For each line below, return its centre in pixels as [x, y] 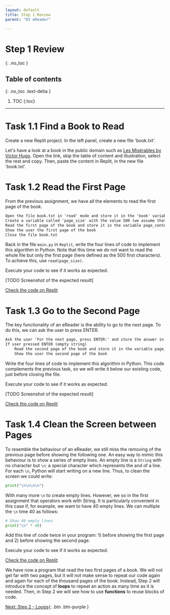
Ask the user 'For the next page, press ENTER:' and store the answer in [85, 340]
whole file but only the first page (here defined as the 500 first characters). [83, 255]
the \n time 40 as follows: [32, 511]
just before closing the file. [33, 374]
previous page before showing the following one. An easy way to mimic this [84, 454]
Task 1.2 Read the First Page [66, 187]
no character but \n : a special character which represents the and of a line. [83, 465]
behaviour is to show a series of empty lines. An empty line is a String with [83, 460]
